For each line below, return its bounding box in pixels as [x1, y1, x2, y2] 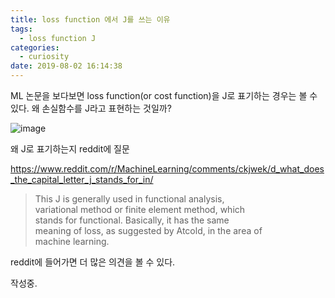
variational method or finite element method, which [34, 204, 246, 215]
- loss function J [19, 33, 97, 43]
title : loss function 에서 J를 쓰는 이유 [10, 14, 171, 25]
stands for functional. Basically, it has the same [34, 214, 230, 226]
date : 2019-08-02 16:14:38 [10, 61, 123, 71]
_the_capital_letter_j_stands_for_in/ [10, 174, 154, 185]
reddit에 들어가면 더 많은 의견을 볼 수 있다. [10, 256, 176, 268]
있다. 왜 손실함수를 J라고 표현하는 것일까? [10, 102, 172, 114]
